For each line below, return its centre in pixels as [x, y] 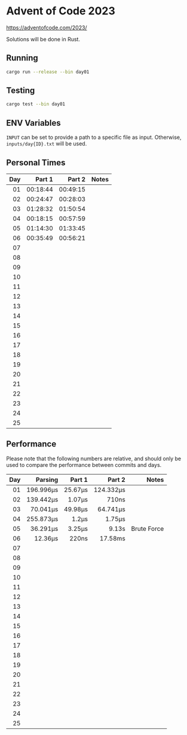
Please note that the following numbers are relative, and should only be [93, 458]
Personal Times [36, 163]
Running [22, 58]
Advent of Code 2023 [61, 11]
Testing [21, 91]
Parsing [47, 479]
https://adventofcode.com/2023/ [47, 28]
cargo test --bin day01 [36, 104]
